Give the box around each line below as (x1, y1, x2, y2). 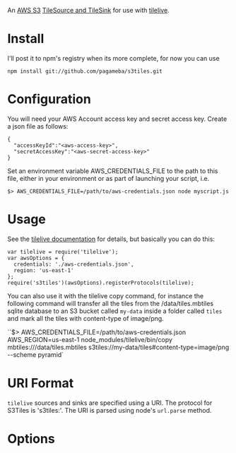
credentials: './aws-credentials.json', (13, 261, 134, 268)
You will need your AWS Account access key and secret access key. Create (7, 114, 228, 123)
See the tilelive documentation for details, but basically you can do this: (7, 235, 216, 243)
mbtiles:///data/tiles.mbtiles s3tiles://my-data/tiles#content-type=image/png (7, 343, 230, 351)
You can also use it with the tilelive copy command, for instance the (7, 291, 203, 300)
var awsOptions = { (7, 254, 65, 261)
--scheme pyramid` (7, 350, 64, 359)
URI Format (7, 375, 74, 391)
